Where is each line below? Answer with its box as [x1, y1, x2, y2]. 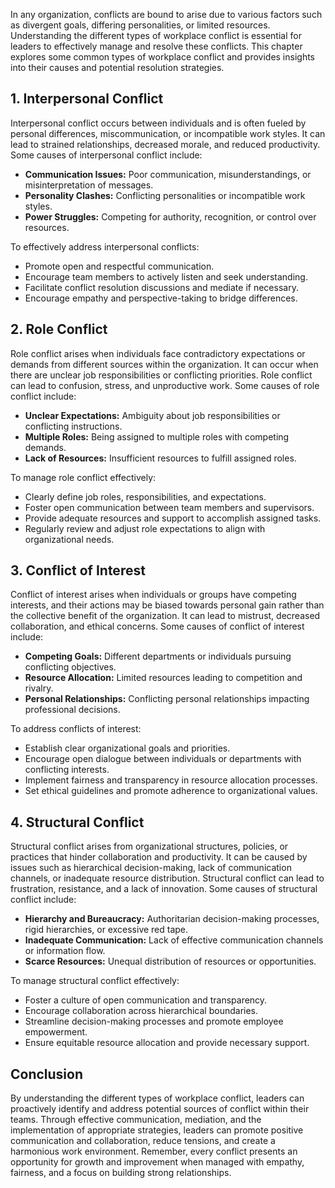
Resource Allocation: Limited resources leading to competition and [24, 672, 303, 684]
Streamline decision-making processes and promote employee [24, 1015, 284, 1028]
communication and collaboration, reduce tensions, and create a [10, 1135, 276, 1147]
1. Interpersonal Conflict [10, 90, 164, 108]
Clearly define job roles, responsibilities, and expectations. [24, 490, 267, 503]
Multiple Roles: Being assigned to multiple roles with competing [24, 430, 290, 443]
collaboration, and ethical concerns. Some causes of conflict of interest [10, 620, 305, 633]
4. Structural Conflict [10, 814, 145, 831]
